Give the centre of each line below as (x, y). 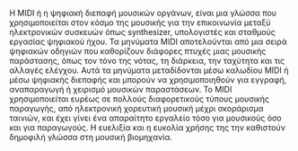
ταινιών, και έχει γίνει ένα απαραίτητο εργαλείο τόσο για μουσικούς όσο (145, 118)
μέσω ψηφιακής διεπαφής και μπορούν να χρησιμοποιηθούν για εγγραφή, (148, 80)
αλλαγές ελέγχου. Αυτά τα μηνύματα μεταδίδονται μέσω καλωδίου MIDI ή (149, 70)
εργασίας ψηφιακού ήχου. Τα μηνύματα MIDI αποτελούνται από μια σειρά (148, 41)
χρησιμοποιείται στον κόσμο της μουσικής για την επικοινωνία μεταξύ (140, 22)
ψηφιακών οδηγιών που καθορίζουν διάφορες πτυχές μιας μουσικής (138, 51)
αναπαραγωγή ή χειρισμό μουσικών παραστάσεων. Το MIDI (121, 89)
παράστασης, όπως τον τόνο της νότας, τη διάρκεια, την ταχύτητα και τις (147, 61)
